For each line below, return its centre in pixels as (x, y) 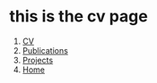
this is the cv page (78, 17)
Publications (45, 50)
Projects (38, 60)
